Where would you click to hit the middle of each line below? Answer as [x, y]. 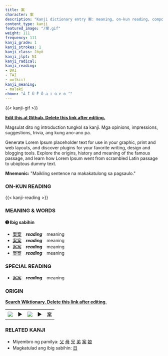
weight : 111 [17, 33]
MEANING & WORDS [30, 210]
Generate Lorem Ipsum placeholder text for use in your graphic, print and [80, 142]
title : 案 [15, 10]
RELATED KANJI [25, 330]
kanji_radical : [21, 61]
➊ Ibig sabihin [20, 222]
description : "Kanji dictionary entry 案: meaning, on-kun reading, [77, 19]
